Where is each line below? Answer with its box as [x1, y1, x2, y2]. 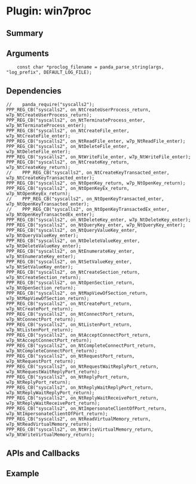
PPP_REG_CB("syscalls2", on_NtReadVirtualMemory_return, [6, 416, 151, 422]
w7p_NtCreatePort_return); [6, 306, 73, 312]
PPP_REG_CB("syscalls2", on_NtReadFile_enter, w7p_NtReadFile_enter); [6, 138, 186, 144]
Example [6, 468, 39, 479]
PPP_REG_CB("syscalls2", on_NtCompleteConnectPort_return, [6, 343, 157, 349]
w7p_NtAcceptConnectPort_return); [6, 337, 93, 344]
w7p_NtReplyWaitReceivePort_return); [6, 400, 100, 407]
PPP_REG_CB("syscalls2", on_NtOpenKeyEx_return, [6, 186, 130, 192]
